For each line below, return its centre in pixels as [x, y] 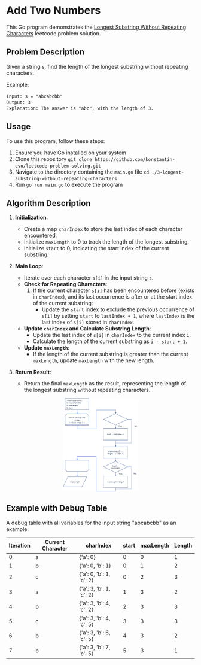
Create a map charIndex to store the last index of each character [103, 229]
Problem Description [45, 52]
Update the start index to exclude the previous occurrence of [118, 309]
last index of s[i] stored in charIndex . [88, 322]
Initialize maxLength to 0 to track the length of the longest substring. [106, 242]
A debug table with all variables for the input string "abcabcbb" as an [91, 523]
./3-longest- [168, 172]
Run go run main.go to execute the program [69, 184]
